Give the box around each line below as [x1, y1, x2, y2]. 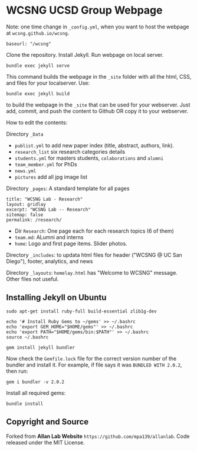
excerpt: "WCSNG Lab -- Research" [6, 207, 91, 212]
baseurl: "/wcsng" [6, 41, 51, 47]
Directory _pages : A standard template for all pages [6, 185, 130, 192]
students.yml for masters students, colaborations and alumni [14, 154, 164, 162]
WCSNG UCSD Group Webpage [6, 4, 163, 17]
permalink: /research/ [6, 217, 62, 223]
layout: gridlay [6, 201, 46, 207]
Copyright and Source [6, 417, 89, 427]
